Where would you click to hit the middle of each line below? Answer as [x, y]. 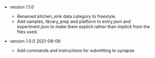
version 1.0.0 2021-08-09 [35, 41]
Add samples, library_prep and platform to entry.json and [74, 22]
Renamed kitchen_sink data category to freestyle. [67, 16]
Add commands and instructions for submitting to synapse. [76, 51]
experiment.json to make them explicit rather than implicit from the [83, 27]
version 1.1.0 [22, 7]
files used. [27, 32]
